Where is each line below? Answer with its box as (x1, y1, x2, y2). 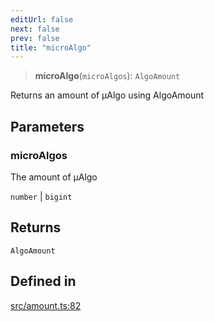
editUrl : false (10, 14, 74, 25)
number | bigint (10, 190, 73, 202)
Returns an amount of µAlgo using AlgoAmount (10, 89, 205, 101)
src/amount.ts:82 (10, 299, 82, 311)
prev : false (10, 33, 60, 43)
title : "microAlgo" (10, 42, 92, 53)
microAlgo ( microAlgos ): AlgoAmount (34, 70, 181, 82)
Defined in (10, 273, 77, 290)
